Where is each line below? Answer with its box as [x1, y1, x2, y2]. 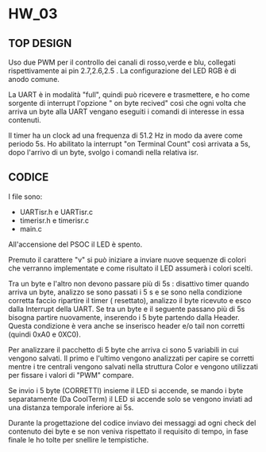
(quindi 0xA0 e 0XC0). [8, 329, 81, 339]
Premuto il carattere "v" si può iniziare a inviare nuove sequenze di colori [8, 255, 246, 264]
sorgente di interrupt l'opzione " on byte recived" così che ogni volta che [8, 99, 246, 107]
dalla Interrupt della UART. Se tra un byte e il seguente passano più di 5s [8, 304, 245, 314]
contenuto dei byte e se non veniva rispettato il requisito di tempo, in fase [8, 427, 249, 436]
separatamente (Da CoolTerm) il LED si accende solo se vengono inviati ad [8, 394, 253, 403]
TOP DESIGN [8, 37, 72, 50]
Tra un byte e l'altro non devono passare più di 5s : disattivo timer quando [8, 279, 250, 288]
